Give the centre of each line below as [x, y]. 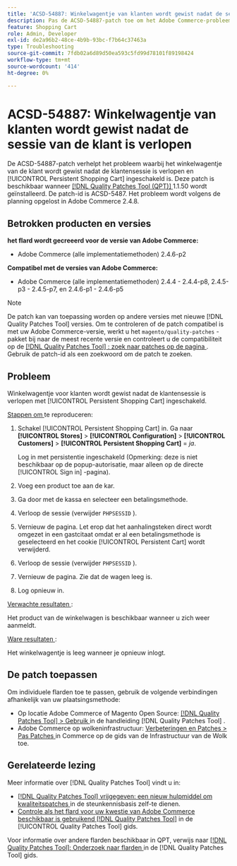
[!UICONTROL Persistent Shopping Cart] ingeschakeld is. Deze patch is [111, 179]
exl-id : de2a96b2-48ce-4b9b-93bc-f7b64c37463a [77, 40]
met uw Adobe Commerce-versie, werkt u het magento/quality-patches [111, 332]
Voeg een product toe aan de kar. [66, 486]
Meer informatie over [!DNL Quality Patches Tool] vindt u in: [94, 783]
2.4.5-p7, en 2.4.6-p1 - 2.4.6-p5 [78, 289]
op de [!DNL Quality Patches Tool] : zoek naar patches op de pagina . [108, 346]
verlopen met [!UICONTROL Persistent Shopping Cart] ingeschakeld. [107, 401]
